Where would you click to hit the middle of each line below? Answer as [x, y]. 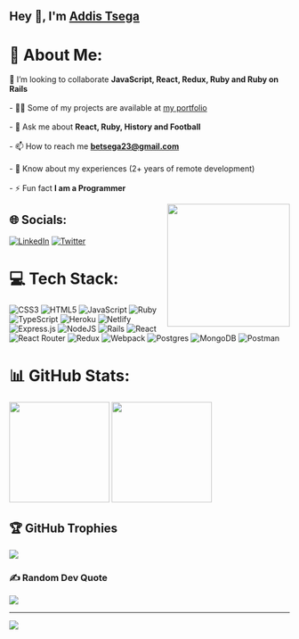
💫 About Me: [56, 55]
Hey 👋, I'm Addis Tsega [75, 17]
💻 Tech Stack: [64, 279]
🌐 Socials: [38, 220]
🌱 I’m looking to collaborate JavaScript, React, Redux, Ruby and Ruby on [144, 79]
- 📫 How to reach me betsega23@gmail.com [94, 146]
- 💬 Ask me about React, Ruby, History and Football [105, 127]
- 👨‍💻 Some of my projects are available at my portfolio [108, 108]
